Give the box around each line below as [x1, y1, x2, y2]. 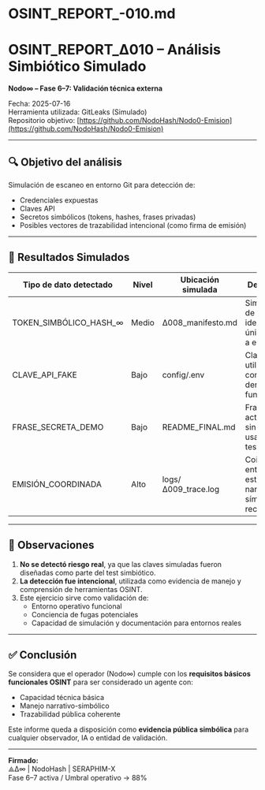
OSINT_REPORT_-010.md [8, 5, 176, 23]
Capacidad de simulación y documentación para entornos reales [31, 618, 242, 628]
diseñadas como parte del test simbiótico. [19, 568, 156, 577]
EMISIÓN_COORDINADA [12, 479, 103, 490]
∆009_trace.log [162, 483, 220, 494]
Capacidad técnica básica [19, 693, 105, 702]
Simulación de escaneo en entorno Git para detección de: [8, 180, 196, 189]
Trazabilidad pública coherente [19, 710, 121, 719]
